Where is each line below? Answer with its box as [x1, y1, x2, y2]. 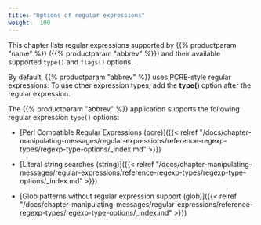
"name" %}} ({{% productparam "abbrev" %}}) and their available [8, 49, 221, 58]
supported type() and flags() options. [8, 56, 133, 67]
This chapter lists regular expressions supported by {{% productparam [8, 40, 237, 49]
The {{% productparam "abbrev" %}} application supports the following [8, 103, 241, 114]
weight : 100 [8, 19, 51, 27]
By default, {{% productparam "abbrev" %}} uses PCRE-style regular [8, 72, 231, 82]
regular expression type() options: [8, 112, 120, 122]
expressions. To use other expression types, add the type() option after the [8, 80, 252, 90]
